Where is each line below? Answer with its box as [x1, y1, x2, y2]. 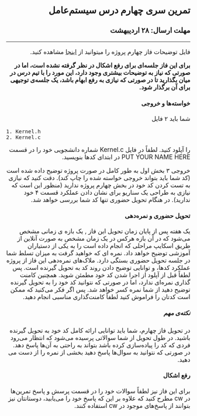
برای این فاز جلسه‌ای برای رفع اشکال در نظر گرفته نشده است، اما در [14, 61, 191, 70]
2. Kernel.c [6, 134, 41, 140]
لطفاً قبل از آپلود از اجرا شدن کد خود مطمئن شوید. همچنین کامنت [19, 271, 191, 279]
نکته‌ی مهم [163, 308, 191, 317]
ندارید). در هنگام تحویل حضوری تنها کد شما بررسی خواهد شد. [31, 196, 191, 204]
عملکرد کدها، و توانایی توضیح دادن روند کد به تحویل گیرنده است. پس [12, 264, 191, 272]
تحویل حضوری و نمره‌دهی [125, 212, 191, 220]
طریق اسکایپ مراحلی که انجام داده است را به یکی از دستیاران [27, 242, 191, 250]
